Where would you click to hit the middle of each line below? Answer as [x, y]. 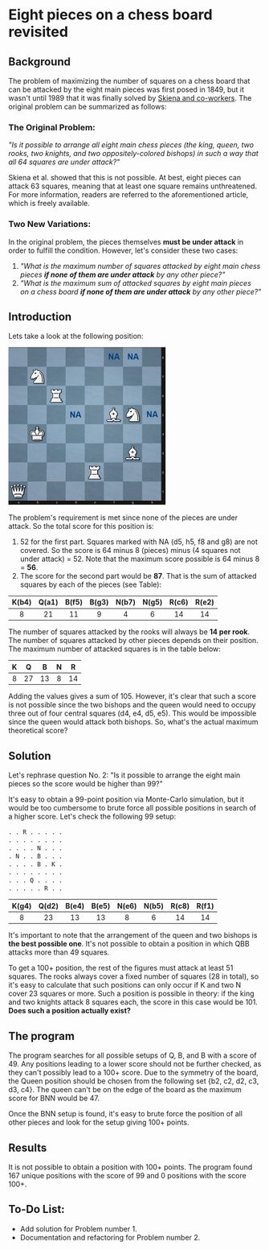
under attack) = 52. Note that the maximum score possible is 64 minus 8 [140, 559]
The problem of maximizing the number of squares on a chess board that [129, 81]
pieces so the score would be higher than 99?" [86, 784]
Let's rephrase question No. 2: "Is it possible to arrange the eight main [124, 775]
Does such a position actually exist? [69, 1011]
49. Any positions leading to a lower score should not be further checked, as [135, 1064]
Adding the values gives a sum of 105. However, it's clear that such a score [132, 696]
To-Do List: [37, 1209]
